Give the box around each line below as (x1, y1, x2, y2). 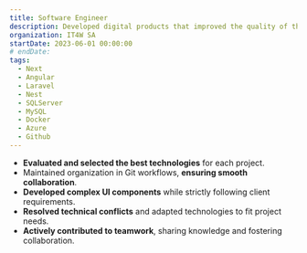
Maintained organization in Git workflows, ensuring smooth (22, 166, 249, 178)
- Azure (17, 124, 48, 133)
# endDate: (9, 47, 51, 57)
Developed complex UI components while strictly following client (22, 186, 270, 197)
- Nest (17, 90, 43, 99)
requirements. (22, 195, 76, 206)
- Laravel (17, 81, 55, 90)
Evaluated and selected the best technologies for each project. (22, 157, 265, 168)
